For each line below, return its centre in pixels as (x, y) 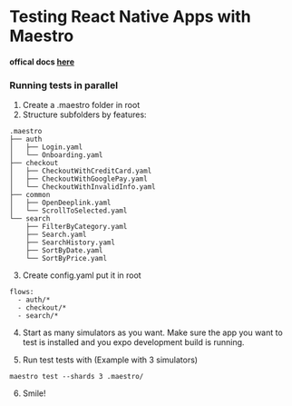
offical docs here (42, 62)
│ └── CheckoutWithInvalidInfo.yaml (83, 187)
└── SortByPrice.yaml (66, 259)
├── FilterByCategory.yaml (77, 227)
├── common (30, 195)
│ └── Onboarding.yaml (56, 155)
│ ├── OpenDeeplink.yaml (60, 203)
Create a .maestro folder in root (81, 105)
